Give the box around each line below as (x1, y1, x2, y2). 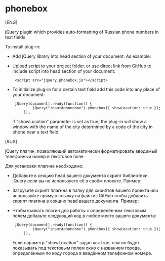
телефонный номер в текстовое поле (5, 153, 84, 159)
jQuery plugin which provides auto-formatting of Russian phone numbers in (5, 29, 159, 35)
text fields (5, 34, 26, 40)
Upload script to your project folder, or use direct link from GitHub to (12, 63, 152, 69)
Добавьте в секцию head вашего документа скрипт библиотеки (12, 173, 148, 178)
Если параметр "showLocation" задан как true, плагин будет (12, 239, 140, 245)
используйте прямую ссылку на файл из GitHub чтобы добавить (12, 192, 148, 198)
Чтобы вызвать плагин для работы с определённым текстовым (12, 207, 147, 213)
